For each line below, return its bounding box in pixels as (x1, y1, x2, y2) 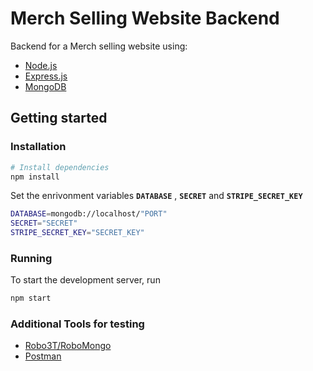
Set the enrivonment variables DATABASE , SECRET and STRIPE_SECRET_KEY (10, 190, 303, 202)
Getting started (10, 110, 108, 127)
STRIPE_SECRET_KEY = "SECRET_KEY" (10, 228, 145, 238)
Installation (10, 140, 67, 154)
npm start (10, 293, 52, 304)
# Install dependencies (10, 162, 110, 172)
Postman (24, 350, 62, 362)
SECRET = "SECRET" (10, 218, 78, 229)
